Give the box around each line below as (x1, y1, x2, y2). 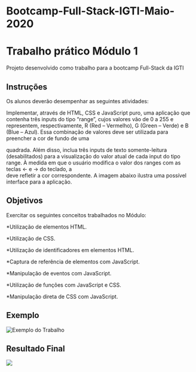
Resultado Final (6, 343, 65, 353)
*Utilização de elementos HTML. (6, 223, 87, 230)
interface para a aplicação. (6, 178, 72, 185)
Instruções (6, 82, 48, 92)
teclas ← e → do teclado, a (6, 165, 72, 172)
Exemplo (6, 310, 39, 320)
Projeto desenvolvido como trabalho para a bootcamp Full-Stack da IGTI (6, 64, 184, 71)
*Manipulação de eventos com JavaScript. (6, 269, 112, 277)
